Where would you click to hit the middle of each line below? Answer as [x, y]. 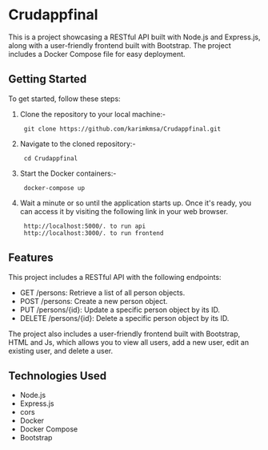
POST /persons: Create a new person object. [94, 301]
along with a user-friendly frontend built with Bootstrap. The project [120, 45]
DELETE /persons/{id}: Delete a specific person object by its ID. [124, 318]
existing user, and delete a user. [61, 351]
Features [31, 258]
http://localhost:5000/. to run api [85, 226]
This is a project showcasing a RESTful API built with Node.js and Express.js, [134, 37]
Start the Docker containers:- [68, 173]
